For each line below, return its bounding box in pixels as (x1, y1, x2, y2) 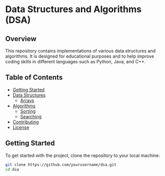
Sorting (20, 108, 36, 114)
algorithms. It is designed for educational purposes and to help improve (5, 53, 154, 59)
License (12, 124, 29, 130)
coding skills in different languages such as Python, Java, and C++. (5, 59, 146, 64)
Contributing (12, 119, 39, 125)
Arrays (20, 97, 34, 103)
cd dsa (5, 167, 19, 172)
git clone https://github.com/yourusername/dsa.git (5, 162, 116, 167)
